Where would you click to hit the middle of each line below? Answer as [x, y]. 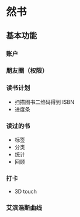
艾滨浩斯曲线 [24, 208]
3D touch [25, 192]
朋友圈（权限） [27, 71]
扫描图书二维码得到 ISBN [44, 102]
